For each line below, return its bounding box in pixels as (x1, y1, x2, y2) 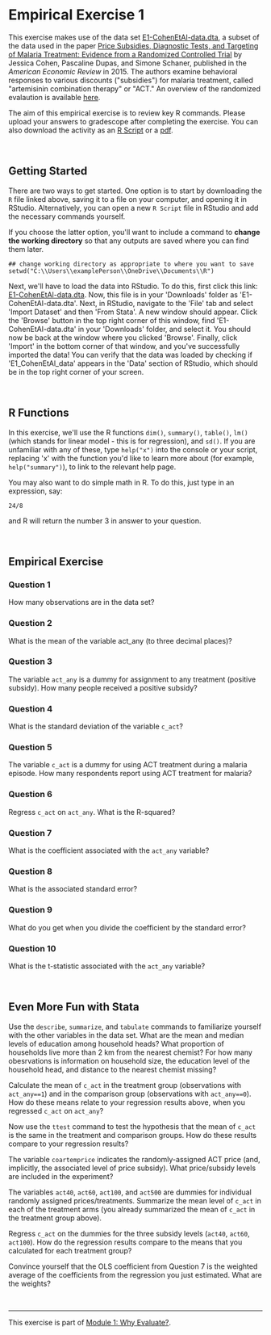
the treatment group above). (8, 1213, 102, 1223)
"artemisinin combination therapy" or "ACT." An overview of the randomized (8, 83, 261, 94)
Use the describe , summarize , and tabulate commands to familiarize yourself (8, 1022, 262, 1031)
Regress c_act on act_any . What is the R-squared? (8, 807, 176, 817)
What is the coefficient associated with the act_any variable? (8, 846, 210, 855)
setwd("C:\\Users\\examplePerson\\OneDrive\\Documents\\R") (8, 267, 215, 275)
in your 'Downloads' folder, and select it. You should (77, 324, 252, 334)
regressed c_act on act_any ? (8, 1106, 104, 1115)
